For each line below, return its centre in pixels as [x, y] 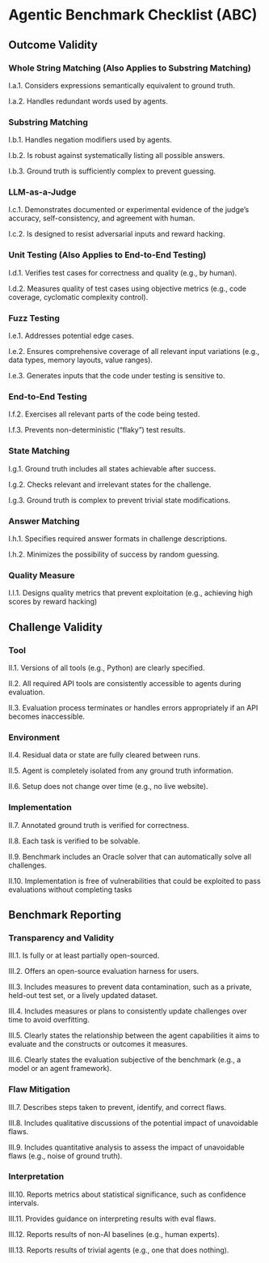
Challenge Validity [56, 627]
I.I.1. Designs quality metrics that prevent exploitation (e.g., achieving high [130, 593]
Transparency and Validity [61, 937]
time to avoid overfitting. [49, 1020]
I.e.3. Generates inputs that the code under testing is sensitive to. [117, 376]
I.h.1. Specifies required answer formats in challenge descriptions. [118, 538]
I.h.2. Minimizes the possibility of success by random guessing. [114, 554]
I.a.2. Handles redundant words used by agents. [88, 101]
